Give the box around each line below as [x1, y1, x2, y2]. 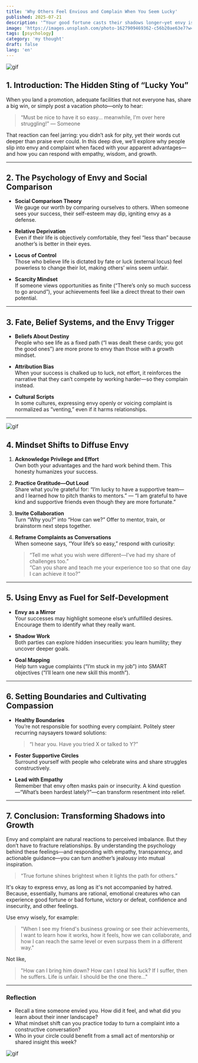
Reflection [6, 993, 37, 1002]
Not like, [6, 956, 27, 963]
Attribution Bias [14, 363, 54, 370]
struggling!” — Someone [20, 120, 81, 127]
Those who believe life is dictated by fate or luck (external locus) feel [14, 258, 183, 265]
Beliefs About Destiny [14, 333, 70, 340]
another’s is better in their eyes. [14, 240, 91, 248]
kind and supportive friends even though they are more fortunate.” [14, 498, 176, 505]
